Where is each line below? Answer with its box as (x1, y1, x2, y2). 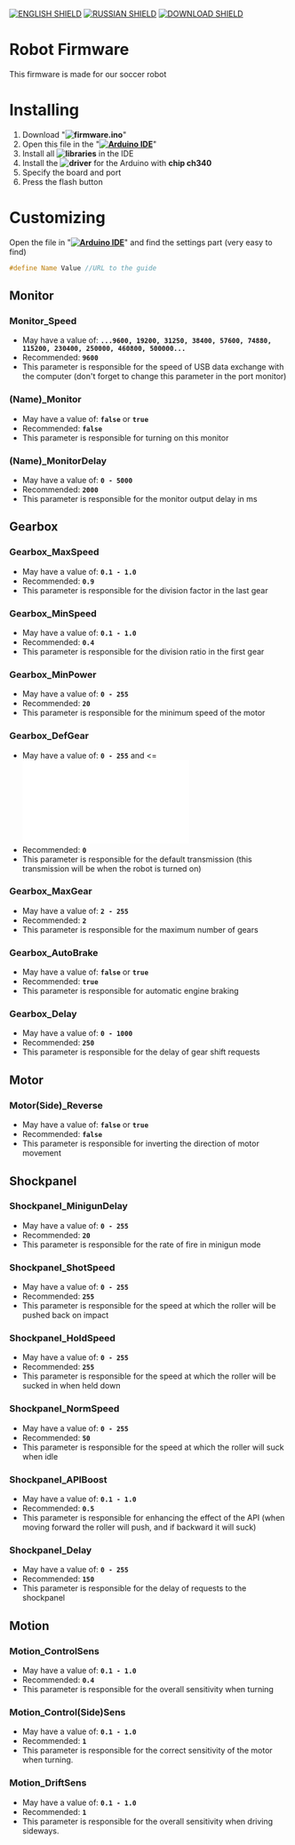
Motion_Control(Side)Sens (9, 1706, 126, 1718)
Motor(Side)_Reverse (9, 1099, 104, 1111)
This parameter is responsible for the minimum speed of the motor (21, 707, 266, 719)
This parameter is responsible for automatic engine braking (21, 986, 239, 997)
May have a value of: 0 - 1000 (21, 1028, 133, 1038)
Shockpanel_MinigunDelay (9, 1200, 129, 1213)
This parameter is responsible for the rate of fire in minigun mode (21, 1239, 261, 1250)
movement (21, 1148, 62, 1158)
